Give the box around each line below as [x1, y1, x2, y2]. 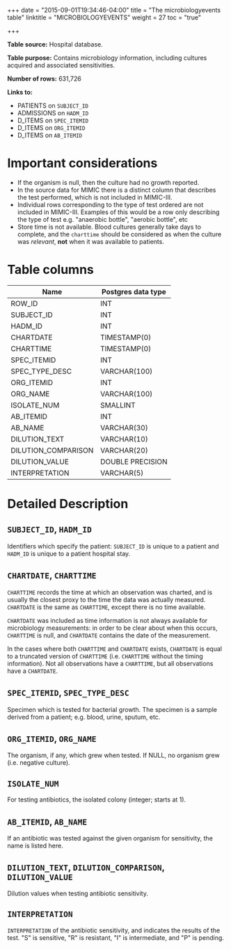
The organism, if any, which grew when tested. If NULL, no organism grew [7, 751, 221, 760]
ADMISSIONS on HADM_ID [17, 109, 89, 117]
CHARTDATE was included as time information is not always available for [7, 616, 208, 624]
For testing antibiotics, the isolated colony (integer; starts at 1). [7, 795, 186, 804]
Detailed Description [7, 496, 129, 512]
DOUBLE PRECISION [99, 457, 168, 467]
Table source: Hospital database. [7, 40, 103, 48]
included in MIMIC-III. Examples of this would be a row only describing [17, 208, 220, 216]
